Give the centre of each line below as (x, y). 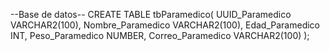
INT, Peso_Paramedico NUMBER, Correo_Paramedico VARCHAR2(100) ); (160, 35)
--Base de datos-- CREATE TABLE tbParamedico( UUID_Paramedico (151, 14)
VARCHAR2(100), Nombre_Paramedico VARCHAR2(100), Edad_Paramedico (165, 25)
